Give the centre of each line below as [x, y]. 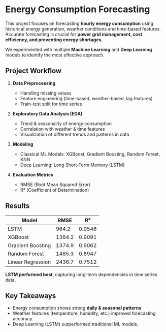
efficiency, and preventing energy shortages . [54, 40]
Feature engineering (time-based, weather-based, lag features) [87, 98]
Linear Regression [29, 262]
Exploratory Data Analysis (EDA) [47, 113]
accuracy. [23, 319]
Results [18, 206]
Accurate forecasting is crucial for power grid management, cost [74, 34]
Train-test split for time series [51, 104]
